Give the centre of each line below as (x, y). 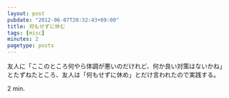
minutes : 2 (23, 39)
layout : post (26, 13)
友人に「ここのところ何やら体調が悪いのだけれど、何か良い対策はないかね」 (117, 66)
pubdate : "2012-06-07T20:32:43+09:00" (63, 20)
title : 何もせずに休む (36, 26)
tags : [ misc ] (26, 33)
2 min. (16, 88)
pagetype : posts (31, 46)
